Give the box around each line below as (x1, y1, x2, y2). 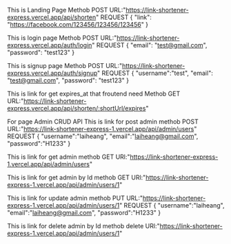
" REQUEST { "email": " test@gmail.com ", (92, 41, 208, 49)
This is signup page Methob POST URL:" (7, 62, 123, 69)
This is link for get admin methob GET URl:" (7, 153, 130, 161)
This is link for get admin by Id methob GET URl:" (7, 173, 146, 181)
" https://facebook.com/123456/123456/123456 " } (7, 21, 149, 28)
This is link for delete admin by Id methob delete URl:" (7, 222, 160, 230)
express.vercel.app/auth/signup (7, 69, 98, 77)
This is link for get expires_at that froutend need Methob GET (7, 89, 181, 98)
